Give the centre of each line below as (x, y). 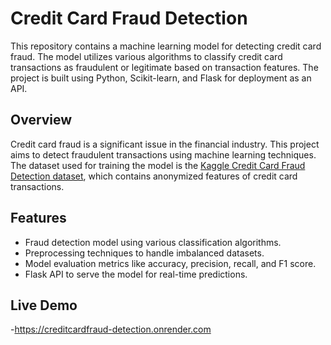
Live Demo (44, 305)
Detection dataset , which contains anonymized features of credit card (154, 176)
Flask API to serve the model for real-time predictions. (136, 274)
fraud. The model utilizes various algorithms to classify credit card (146, 56)
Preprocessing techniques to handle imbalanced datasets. (144, 253)
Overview (41, 120)
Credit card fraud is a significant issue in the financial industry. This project (165, 144)
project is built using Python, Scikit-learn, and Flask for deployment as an (161, 78)
